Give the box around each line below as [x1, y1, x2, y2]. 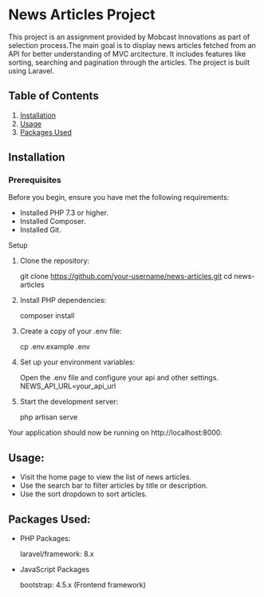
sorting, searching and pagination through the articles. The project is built [8, 58, 250, 67]
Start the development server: [19, 397, 119, 407]
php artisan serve [19, 412, 78, 422]
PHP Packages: [19, 534, 71, 543]
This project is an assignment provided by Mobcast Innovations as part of [8, 32, 250, 42]
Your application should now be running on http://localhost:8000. [8, 428, 223, 437]
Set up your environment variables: [19, 357, 136, 367]
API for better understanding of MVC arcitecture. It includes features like [8, 49, 246, 58]
